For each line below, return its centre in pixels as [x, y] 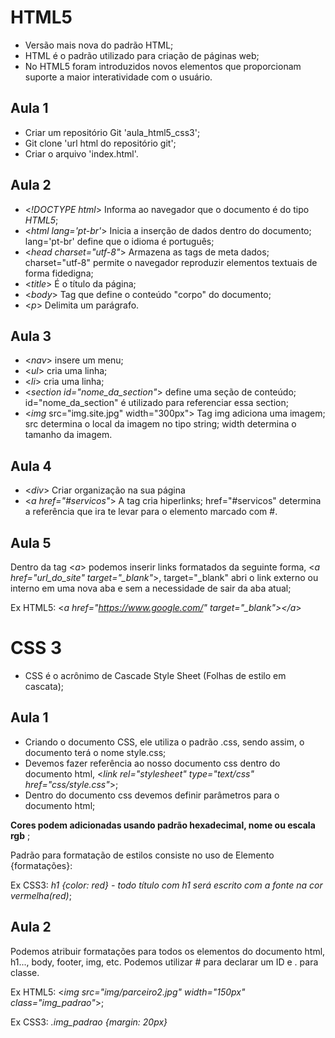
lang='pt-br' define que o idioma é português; [119, 241]
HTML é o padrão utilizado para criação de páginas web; [142, 55]
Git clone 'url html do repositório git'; [100, 143]
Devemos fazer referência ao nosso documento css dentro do [152, 763]
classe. [25, 972]
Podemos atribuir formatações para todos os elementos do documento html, [168, 951]
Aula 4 [31, 466]
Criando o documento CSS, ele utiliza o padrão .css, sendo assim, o [164, 742]
